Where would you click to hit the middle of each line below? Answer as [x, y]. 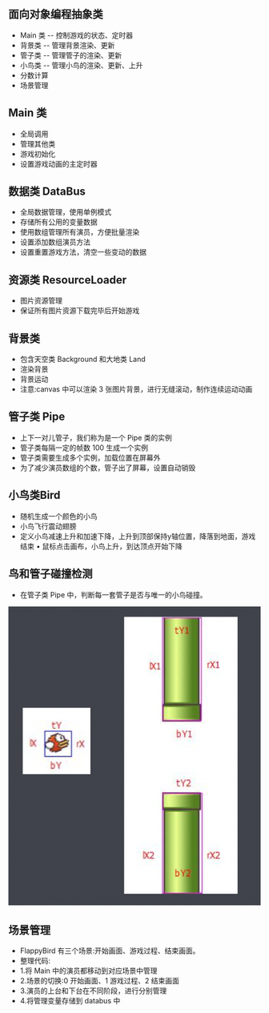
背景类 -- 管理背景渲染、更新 [67, 45]
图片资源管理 [41, 301]
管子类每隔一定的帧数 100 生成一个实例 [84, 448]
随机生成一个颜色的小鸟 [58, 516]
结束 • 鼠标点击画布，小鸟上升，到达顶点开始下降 [101, 546]
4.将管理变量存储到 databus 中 [70, 1001]
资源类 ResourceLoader [68, 280]
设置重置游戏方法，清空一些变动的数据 [83, 252]
